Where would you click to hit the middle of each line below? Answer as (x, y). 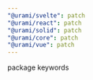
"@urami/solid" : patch (45, 30)
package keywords (38, 67)
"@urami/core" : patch (43, 38)
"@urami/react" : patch (45, 23)
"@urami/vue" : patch (41, 45)
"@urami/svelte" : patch (46, 15)
